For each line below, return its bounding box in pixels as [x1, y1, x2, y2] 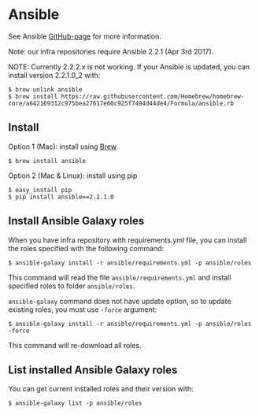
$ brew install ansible [8, 157, 87, 165]
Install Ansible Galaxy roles [8, 214, 145, 228]
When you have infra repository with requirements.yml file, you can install [8, 235, 247, 245]
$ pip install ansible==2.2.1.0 [8, 193, 114, 201]
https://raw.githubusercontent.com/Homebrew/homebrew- [61, 92, 245, 100]
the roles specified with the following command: [8, 243, 165, 253]
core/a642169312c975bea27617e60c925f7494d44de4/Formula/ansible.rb [8, 99, 235, 107]
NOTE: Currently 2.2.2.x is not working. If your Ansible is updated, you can [8, 61, 250, 72]
